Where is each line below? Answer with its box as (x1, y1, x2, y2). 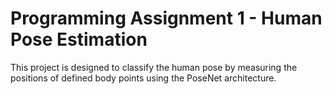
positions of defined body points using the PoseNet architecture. (10, 72, 277, 84)
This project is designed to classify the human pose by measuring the (10, 61, 298, 73)
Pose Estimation (10, 28, 148, 51)
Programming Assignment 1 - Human (10, 7, 323, 30)
